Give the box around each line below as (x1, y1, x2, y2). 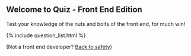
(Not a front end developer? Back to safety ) (6, 43, 113, 50)
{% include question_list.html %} (6, 32, 86, 39)
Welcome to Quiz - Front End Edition (6, 5, 142, 15)
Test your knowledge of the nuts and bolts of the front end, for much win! (6, 20, 186, 27)
